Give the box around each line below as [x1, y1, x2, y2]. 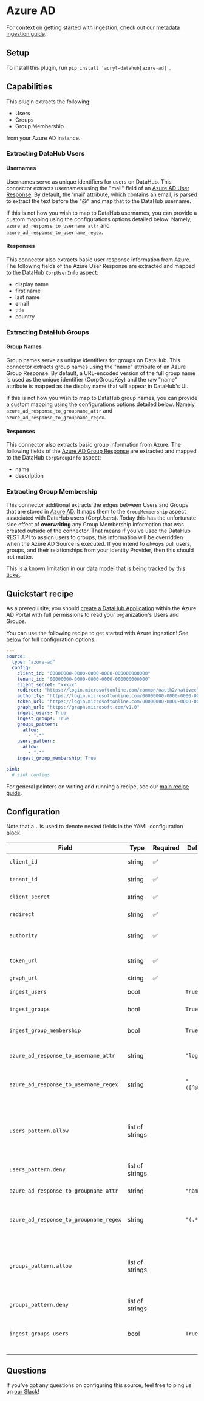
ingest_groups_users [9, 1330, 69, 1337]
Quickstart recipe [6, 588, 74, 599]
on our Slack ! [6, 1388, 39, 1396]
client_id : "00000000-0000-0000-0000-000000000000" [17, 670, 151, 676]
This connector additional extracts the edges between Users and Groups [6, 501, 188, 508]
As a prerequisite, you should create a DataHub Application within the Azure [6, 605, 197, 612]
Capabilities [6, 81, 53, 92]
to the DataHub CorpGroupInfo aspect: [6, 454, 101, 461]
